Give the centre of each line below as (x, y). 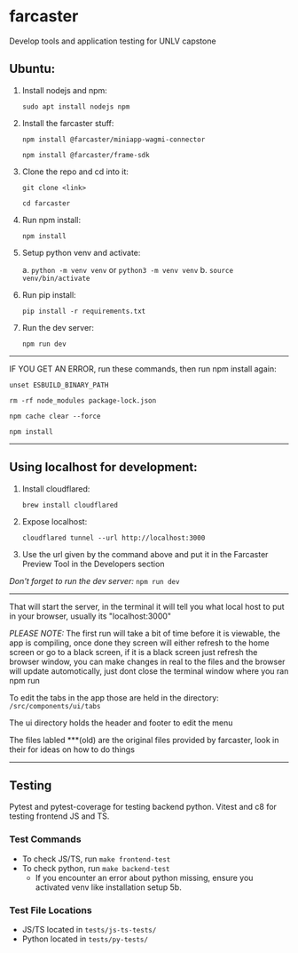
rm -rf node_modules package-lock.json (83, 400)
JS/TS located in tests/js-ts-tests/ (89, 929)
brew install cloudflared (70, 505)
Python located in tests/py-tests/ (85, 939)
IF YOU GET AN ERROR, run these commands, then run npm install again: (143, 368)
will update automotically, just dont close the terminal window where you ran (149, 671)
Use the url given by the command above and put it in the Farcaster (145, 554)
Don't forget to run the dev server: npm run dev (94, 581)
